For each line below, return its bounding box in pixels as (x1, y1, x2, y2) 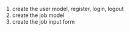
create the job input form (12, 18, 75, 25)
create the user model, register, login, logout (12, 5, 124, 12)
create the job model (12, 12, 65, 19)
